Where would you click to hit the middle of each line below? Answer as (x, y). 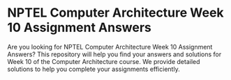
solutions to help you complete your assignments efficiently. (94, 69)
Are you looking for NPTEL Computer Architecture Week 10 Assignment (110, 47)
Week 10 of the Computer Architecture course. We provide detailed (104, 61)
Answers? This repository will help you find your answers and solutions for (114, 54)
